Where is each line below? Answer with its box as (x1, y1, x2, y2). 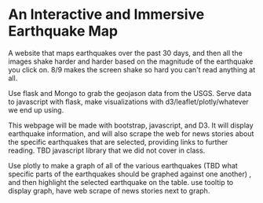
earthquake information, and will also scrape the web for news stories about (8, 128, 254, 138)
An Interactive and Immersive (8, 6, 205, 24)
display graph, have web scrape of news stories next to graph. (8, 186, 210, 195)
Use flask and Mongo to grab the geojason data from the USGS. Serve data (8, 88, 252, 98)
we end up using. (8, 105, 64, 115)
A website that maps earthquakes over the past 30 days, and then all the (8, 48, 243, 57)
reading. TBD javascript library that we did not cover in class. (8, 146, 206, 155)
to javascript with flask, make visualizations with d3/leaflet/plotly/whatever (8, 97, 249, 106)
